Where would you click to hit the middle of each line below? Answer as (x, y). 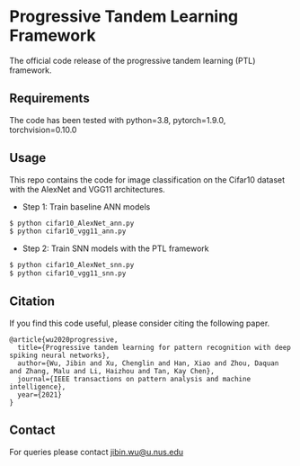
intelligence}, (38, 387)
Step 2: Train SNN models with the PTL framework (115, 248)
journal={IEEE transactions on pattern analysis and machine (134, 379)
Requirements (49, 99)
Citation (32, 302)
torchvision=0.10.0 (43, 130)
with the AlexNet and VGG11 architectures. (88, 189)
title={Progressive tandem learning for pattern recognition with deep (154, 347)
